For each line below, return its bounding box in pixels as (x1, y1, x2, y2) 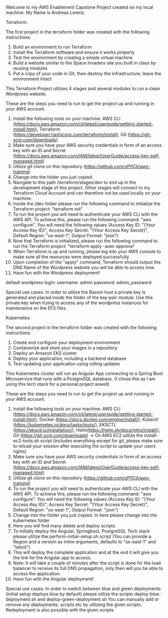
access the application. (12, 570, 61, 576)
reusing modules (12, 65, 48, 71)
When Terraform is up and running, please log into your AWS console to (12, 249, 161, 254)
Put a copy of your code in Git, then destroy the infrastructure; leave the (12, 71, 161, 77)
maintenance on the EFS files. (5, 305, 67, 311)
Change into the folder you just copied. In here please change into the (12, 512, 157, 518)
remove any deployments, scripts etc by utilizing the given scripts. (5, 601, 142, 607)
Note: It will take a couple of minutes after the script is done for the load (12, 560, 161, 566)
